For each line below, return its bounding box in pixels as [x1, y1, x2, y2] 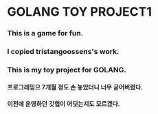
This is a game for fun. [7, 29, 84, 38]
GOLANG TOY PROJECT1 [7, 4, 153, 20]
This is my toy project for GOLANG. [7, 65, 127, 74]
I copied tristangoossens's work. [7, 47, 120, 57]
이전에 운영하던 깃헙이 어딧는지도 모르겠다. [7, 100, 120, 108]
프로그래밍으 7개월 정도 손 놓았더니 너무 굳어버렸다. [7, 83, 144, 91]
